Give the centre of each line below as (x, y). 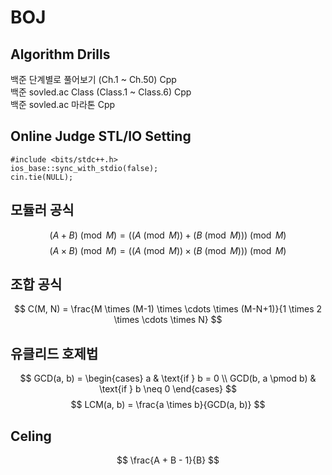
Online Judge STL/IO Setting (101, 136)
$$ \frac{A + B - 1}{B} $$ (168, 460)
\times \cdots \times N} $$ (168, 320)
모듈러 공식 (42, 210)
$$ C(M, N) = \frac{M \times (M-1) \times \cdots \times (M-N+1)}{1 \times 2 (168, 309)
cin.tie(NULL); (42, 177)
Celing (31, 436)
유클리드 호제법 (54, 353)
